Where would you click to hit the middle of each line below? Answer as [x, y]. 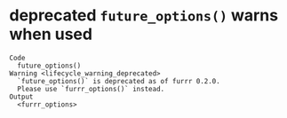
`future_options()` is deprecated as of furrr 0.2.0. [119, 81]
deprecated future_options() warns [143, 16]
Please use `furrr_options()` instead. [91, 89]
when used [51, 34]
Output [21, 97]
